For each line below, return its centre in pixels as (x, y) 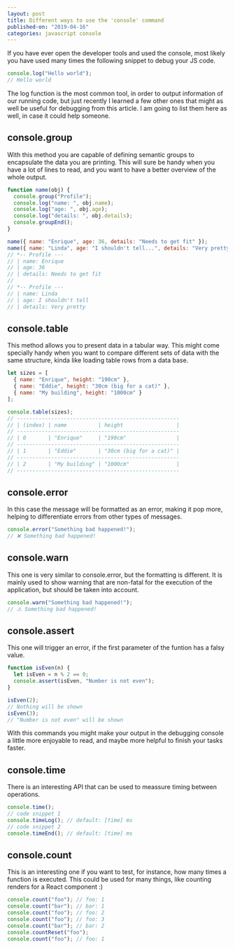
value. (16, 655)
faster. (16, 748)
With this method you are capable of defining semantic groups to (101, 154)
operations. (24, 794)
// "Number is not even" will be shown (65, 720)
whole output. (27, 177)
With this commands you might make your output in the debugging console (115, 733)
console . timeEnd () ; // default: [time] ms (70, 833)
